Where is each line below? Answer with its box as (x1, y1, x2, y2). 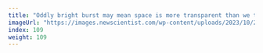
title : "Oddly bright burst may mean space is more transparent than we (8, 11, 250, 19)
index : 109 (8, 26, 44, 34)
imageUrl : (8, 19, 41, 26)
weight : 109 (8, 33, 47, 41)
